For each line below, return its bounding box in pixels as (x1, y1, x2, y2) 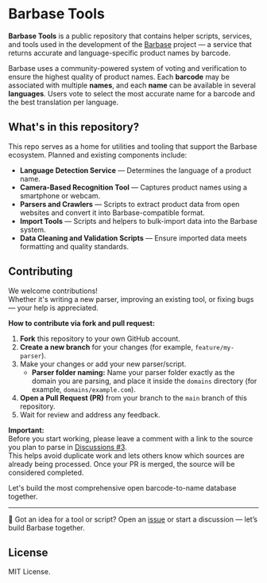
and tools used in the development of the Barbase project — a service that (8, 39, 252, 49)
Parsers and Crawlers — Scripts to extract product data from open (19, 199, 240, 209)
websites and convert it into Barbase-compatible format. (19, 208, 205, 217)
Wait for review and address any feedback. (19, 409, 161, 419)
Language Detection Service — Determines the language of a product (19, 165, 252, 175)
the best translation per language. (8, 97, 119, 107)
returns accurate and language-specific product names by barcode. (8, 48, 231, 57)
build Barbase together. (8, 522, 85, 532)
